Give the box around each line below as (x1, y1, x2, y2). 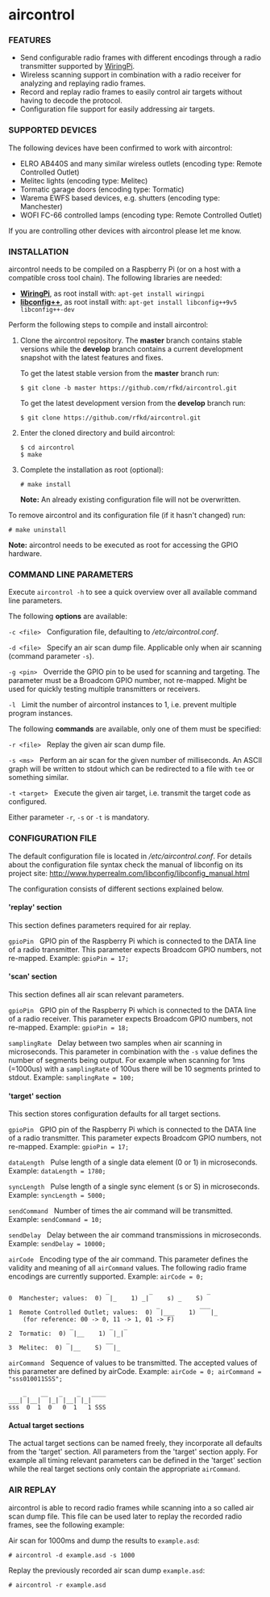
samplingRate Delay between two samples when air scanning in (8, 1039, 222, 1048)
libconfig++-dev (19, 305, 75, 314)
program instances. (8, 709, 73, 718)
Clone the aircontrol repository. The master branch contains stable (19, 335, 243, 345)
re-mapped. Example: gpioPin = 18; (8, 1022, 129, 1032)
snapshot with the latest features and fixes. (19, 353, 164, 363)
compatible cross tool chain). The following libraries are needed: (8, 273, 222, 283)
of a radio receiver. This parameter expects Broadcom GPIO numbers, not (8, 1014, 253, 1024)
